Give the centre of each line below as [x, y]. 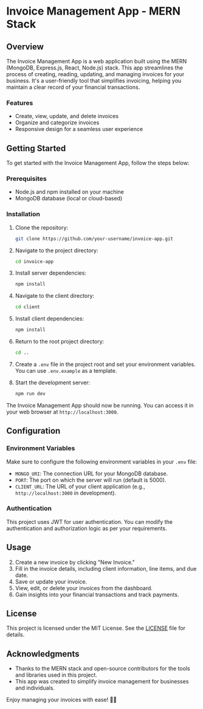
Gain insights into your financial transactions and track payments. [97, 594]
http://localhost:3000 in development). [66, 493]
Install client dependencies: [49, 319]
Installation [23, 214]
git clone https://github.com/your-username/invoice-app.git [94, 239]
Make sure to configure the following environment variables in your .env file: [102, 462]
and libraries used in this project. [56, 675]
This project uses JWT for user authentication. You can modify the [90, 521]
